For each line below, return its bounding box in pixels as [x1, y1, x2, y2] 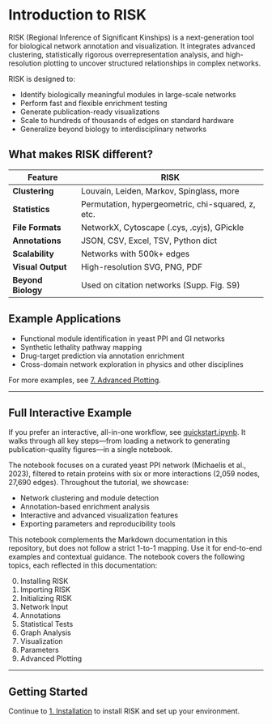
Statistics [12, 203, 50, 215]
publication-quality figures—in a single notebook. [8, 445, 173, 454]
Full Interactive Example [8, 406, 132, 419]
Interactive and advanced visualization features [19, 510, 179, 520]
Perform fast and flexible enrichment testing [19, 98, 168, 108]
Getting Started [8, 684, 88, 698]
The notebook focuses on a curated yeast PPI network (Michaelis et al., [8, 460, 247, 471]
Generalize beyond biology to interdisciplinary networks [19, 124, 207, 134]
